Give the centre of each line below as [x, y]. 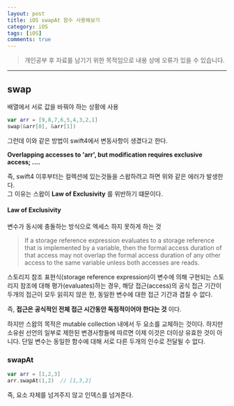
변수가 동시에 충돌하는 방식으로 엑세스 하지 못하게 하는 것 [84, 226]
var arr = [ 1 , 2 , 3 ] [34, 374]
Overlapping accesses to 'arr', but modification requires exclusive [105, 155]
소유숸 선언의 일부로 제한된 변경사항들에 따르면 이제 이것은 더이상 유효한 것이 [111, 332]
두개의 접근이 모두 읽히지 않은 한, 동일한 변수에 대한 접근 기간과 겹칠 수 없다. [110, 294]
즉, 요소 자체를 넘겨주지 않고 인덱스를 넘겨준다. [70, 395]
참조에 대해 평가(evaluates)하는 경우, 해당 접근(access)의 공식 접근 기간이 [120, 286]
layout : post [26, 14]
